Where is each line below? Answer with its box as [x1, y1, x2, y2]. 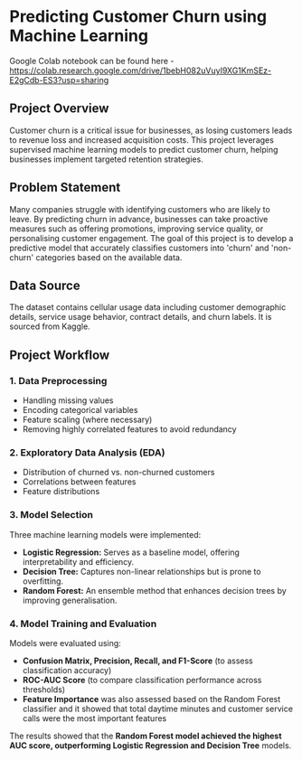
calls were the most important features [22, 712, 167, 724]
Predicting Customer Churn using [9, 6, 268, 27]
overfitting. [22, 576, 64, 586]
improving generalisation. [22, 595, 118, 605]
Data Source [9, 277, 80, 293]
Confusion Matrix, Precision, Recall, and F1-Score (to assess [22, 655, 253, 666]
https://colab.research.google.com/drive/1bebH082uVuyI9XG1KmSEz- [9, 65, 272, 76]
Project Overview [9, 101, 109, 117]
